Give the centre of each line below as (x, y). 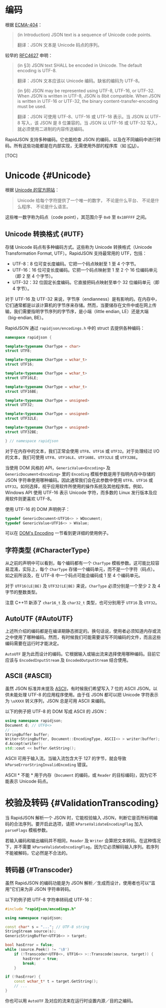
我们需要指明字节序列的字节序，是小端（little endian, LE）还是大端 (81, 311)
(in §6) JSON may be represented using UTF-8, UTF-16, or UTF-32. (86, 91)
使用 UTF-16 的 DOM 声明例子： (38, 509)
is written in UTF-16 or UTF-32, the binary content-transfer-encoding (87, 101)
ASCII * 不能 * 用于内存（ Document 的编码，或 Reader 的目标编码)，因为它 (79, 775)
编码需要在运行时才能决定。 (33, 643)
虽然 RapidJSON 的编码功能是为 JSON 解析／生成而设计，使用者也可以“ (78, 883)
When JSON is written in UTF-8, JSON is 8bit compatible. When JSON (89, 96)
